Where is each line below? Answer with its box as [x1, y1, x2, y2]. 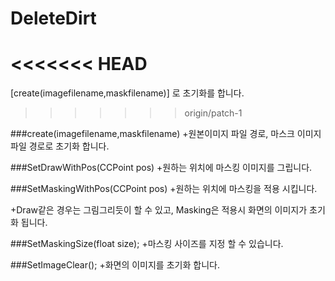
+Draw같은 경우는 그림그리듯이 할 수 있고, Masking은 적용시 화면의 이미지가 [10, 204, 308, 216]
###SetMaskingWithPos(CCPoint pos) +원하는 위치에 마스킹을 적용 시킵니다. [10, 183, 318, 195]
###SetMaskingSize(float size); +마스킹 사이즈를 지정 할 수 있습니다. [10, 238, 284, 250]
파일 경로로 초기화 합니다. [10, 140, 110, 152]
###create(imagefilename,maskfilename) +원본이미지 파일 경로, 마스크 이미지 [10, 128, 322, 140]
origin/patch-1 [184, 107, 243, 119]
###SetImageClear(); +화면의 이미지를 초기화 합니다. [10, 259, 220, 271]
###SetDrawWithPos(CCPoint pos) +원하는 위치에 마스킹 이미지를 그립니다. [10, 162, 313, 174]
